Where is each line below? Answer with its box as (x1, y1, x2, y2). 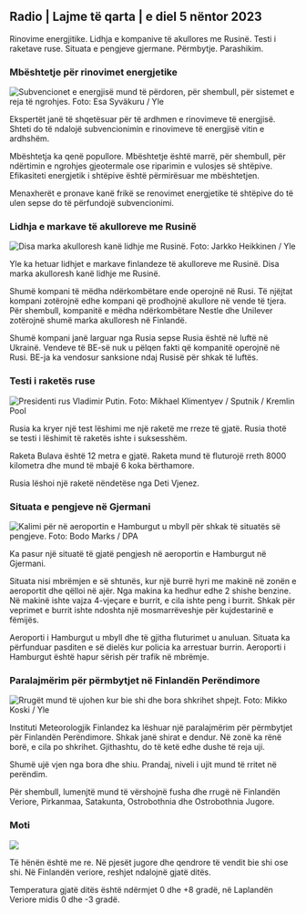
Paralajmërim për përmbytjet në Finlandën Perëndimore (9, 673, 260, 686)
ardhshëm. (9, 133, 50, 144)
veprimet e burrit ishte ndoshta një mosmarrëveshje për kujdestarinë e (9, 605, 274, 615)
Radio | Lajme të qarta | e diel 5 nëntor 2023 (9, 9, 262, 25)
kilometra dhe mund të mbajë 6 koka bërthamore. (9, 459, 195, 470)
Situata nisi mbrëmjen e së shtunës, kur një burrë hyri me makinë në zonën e (9, 576, 298, 586)
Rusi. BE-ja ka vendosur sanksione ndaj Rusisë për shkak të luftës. (9, 352, 259, 363)
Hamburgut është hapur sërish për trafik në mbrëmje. (9, 652, 209, 662)
